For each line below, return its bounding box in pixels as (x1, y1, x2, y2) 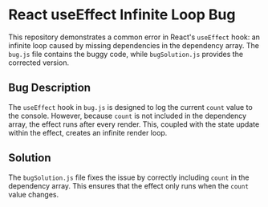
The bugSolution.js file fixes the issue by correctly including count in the (8, 172, 250, 182)
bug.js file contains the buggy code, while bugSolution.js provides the (8, 49, 243, 59)
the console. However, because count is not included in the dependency (8, 111, 247, 120)
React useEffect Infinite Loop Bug (8, 6, 236, 24)
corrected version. (8, 58, 70, 67)
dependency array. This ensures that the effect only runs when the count (8, 181, 249, 190)
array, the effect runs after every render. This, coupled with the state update (8, 119, 260, 129)
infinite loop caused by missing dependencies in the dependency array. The (8, 40, 259, 50)
